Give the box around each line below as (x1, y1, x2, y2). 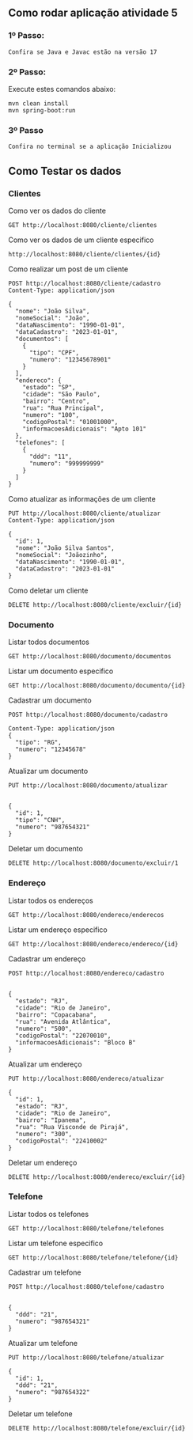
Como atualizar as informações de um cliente (8, 494, 156, 503)
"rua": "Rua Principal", (22, 404, 104, 412)
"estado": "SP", (22, 383, 77, 391)
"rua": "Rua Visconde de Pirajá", (15, 1123, 129, 1131)
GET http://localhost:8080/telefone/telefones (8, 1224, 165, 1233)
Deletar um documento (8, 844, 83, 854)
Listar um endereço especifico (8, 925, 108, 934)
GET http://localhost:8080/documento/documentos (8, 653, 172, 661)
